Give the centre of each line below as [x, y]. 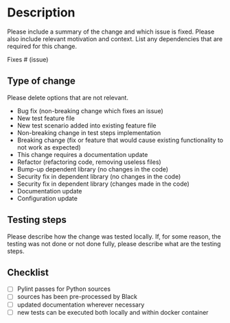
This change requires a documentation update [82, 154]
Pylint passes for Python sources [64, 289]
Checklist [28, 272]
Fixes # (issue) [28, 59]
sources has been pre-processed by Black [77, 297]
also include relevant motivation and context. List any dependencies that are [115, 38]
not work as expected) [49, 147]
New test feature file [46, 118]
